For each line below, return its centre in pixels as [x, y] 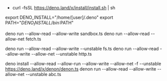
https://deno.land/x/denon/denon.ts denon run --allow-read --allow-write [81, 69]
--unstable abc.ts [43, 74]
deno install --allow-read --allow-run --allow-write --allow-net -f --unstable [83, 63]
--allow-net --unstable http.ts [62, 54]
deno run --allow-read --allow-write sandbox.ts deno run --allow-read [78, 33]
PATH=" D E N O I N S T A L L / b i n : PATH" [39, 23]
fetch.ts [33, 39]
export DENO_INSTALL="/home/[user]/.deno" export [59, 17]
